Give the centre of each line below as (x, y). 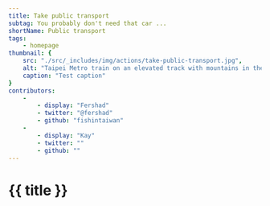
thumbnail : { (30, 53)
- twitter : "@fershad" (75, 113)
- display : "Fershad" (74, 105)
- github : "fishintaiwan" (81, 121)
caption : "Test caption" (64, 76)
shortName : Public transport (57, 31)
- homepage (41, 46)
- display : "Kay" (66, 135)
